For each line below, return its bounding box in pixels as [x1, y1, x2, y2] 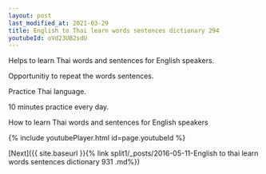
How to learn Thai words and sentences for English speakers [8, 117, 209, 128]
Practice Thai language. [8, 87, 86, 97]
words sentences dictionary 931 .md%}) [8, 157, 141, 167]
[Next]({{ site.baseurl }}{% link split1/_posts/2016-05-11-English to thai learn [8, 148, 259, 158]
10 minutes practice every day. [8, 102, 109, 112]
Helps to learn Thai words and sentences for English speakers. [8, 56, 215, 65]
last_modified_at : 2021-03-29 [8, 19, 109, 27]
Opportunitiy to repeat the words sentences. [8, 71, 154, 81]
